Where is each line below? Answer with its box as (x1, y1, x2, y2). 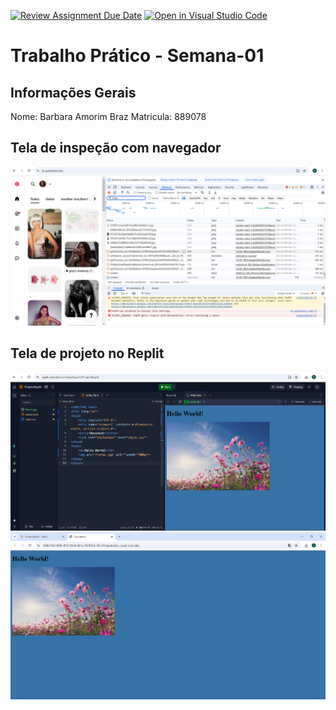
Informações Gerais (10, 84, 137, 101)
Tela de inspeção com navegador (10, 140, 222, 157)
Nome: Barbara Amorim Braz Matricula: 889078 (10, 111, 207, 122)
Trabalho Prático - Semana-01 (10, 45, 265, 67)
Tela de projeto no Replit (10, 345, 165, 362)
